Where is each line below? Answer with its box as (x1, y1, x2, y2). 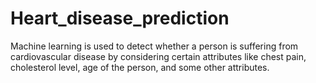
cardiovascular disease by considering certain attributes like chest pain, (10, 50, 307, 62)
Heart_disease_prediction (10, 7, 230, 30)
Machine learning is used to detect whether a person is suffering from (10, 40, 299, 52)
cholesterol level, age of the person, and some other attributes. (10, 61, 270, 73)
